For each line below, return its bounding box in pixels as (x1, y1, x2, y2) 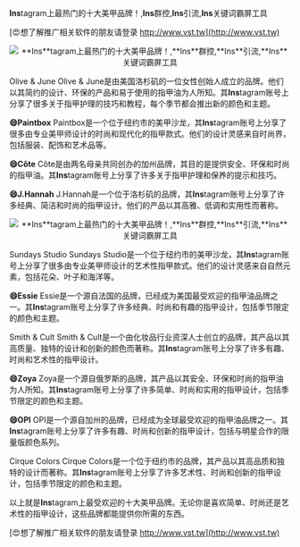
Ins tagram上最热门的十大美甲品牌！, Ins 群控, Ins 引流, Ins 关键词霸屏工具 (9, 8, 268, 18)
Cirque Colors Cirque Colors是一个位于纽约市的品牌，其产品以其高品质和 (9, 456, 278, 467)
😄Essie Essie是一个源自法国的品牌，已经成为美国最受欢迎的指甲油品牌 (9, 290, 271, 301)
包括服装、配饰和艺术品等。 (9, 139, 112, 150)
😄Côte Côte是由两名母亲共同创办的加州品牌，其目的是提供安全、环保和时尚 (9, 159, 290, 169)
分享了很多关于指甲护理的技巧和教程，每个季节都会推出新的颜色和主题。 (9, 98, 275, 109)
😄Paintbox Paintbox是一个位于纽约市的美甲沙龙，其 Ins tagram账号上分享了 (9, 117, 287, 128)
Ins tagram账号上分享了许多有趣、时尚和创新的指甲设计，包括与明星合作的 (9, 425, 281, 436)
